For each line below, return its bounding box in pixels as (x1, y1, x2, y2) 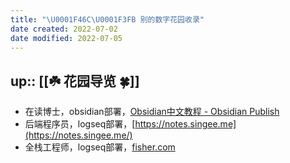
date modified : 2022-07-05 (10, 33, 123, 43)
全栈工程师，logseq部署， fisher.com (24, 141, 176, 153)
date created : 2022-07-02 (10, 24, 118, 34)
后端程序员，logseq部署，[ (24, 118, 136, 130)
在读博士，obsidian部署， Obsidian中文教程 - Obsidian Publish (24, 106, 280, 118)
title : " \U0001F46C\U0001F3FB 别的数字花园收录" (10, 14, 205, 25)
